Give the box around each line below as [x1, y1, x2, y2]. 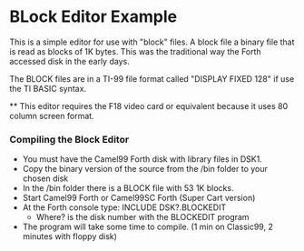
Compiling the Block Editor [9, 133, 130, 146]
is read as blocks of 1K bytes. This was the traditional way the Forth [9, 45, 261, 56]
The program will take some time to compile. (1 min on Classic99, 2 [22, 221, 274, 233]
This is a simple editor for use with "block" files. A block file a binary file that [9, 36, 295, 47]
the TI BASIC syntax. [9, 83, 87, 94]
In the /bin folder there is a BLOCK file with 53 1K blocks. [22, 183, 234, 194]
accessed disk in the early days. [9, 55, 130, 66]
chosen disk [22, 173, 69, 184]
